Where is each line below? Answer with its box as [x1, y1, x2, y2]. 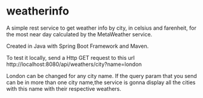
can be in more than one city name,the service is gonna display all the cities [6, 79, 196, 86]
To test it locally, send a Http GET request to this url [6, 54, 135, 61]
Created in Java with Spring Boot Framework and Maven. [6, 42, 149, 50]
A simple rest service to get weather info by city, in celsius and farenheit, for [6, 24, 197, 31]
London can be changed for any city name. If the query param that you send [6, 72, 197, 79]
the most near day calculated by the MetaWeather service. [6, 30, 153, 38]
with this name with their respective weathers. [6, 85, 122, 92]
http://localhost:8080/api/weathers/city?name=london [6, 60, 142, 68]
